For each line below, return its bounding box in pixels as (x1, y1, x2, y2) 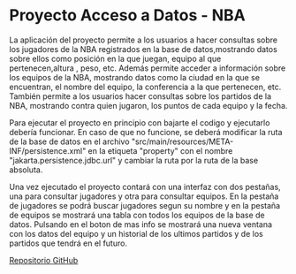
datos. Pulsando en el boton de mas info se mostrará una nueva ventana (9, 218, 272, 230)
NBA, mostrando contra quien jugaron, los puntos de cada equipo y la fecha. (9, 100, 288, 110)
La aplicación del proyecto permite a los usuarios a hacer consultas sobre (9, 34, 278, 45)
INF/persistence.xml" (9, 145, 87, 156)
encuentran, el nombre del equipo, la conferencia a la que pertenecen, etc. (9, 81, 282, 92)
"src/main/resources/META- (131, 136, 234, 147)
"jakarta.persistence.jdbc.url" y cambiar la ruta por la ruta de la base (9, 155, 259, 165)
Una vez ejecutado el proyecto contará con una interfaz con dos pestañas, (9, 181, 281, 192)
